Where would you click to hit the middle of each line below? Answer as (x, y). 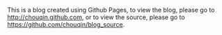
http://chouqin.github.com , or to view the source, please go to (96, 17)
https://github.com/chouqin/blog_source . (66, 24)
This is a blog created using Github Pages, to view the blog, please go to (111, 10)
